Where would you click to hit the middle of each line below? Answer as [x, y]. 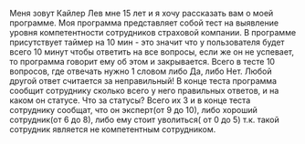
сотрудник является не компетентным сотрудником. [113, 129]
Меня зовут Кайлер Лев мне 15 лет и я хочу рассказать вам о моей [142, 13]
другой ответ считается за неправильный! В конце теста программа [143, 81]
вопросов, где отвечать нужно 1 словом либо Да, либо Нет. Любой [141, 71]
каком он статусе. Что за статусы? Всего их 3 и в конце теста [130, 100]
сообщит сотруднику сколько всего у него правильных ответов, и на [144, 91]
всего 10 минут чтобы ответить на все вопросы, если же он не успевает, [152, 52]
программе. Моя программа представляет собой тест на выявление [144, 23]
